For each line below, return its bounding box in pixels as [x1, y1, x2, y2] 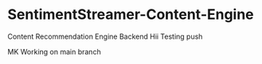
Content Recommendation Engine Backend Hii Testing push [7, 32, 203, 41]
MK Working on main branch [7, 47, 101, 56]
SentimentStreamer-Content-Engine [7, 6, 254, 24]
